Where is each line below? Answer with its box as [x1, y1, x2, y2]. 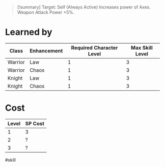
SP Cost [25, 120, 45, 127]
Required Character [71, 44, 118, 51]
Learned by [5, 27, 53, 38]
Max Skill [131, 44, 153, 51]
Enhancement [29, 47, 63, 54]
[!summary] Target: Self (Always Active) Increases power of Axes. [17, 4, 151, 10]
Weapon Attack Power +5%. [17, 9, 75, 15]
